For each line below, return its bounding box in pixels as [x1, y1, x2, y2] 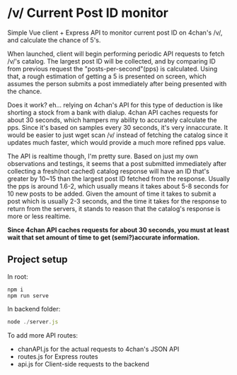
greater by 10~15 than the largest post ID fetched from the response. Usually [7, 174, 231, 183]
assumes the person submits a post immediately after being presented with [7, 79, 227, 88]
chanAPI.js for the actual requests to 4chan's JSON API [17, 345, 180, 353]
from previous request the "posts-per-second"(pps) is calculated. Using [7, 64, 218, 73]
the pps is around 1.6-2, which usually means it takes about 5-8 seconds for [7, 181, 229, 190]
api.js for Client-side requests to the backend [17, 359, 150, 368]
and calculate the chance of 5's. [7, 35, 101, 44]
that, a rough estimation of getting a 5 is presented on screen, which [7, 72, 207, 81]
